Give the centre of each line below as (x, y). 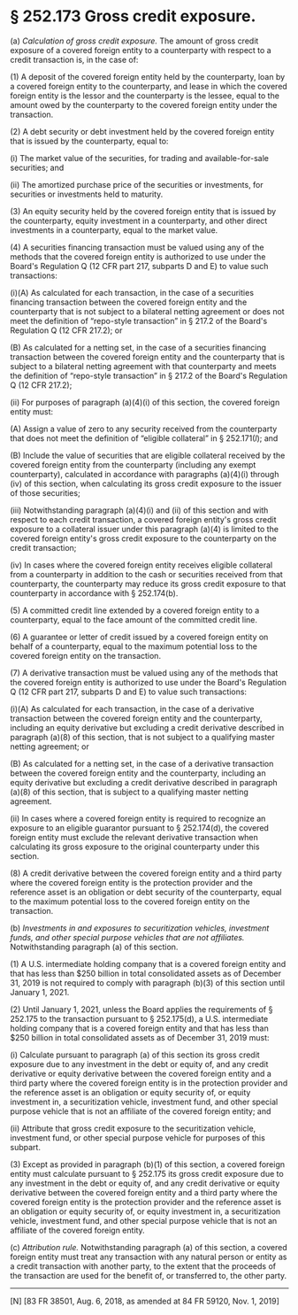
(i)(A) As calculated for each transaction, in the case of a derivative (132, 708)
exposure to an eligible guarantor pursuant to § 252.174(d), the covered (139, 828)
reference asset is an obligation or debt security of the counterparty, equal (146, 892)
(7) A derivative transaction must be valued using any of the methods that (144, 673)
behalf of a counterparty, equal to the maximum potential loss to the (134, 646)
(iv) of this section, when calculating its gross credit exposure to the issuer (146, 483)
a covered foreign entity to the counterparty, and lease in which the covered (149, 86)
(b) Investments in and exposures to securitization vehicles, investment (140, 928)
